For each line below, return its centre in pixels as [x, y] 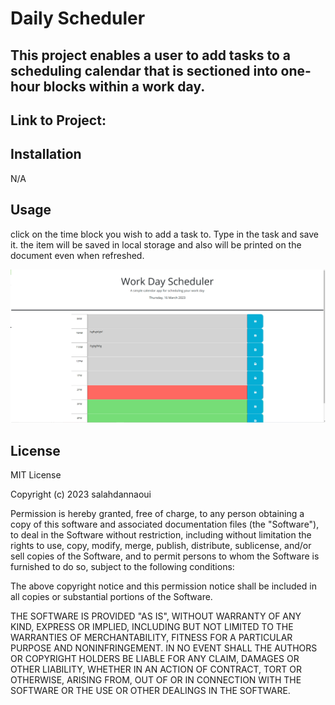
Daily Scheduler [78, 18]
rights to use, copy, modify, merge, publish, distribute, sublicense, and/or [161, 545]
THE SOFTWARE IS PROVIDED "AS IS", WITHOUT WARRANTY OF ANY [156, 616]
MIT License [36, 475]
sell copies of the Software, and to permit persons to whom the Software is [165, 556]
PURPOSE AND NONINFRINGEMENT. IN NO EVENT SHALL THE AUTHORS [164, 648]
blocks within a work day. [124, 86]
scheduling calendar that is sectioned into [144, 70]
